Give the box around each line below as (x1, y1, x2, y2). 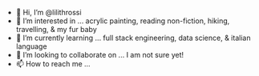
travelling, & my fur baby (15, 25, 98, 34)
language (15, 42, 47, 51)
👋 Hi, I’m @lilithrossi (15, 8, 82, 17)
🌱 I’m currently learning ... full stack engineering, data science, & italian (15, 33, 251, 42)
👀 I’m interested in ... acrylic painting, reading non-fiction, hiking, (15, 16, 230, 26)
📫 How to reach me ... (15, 59, 91, 68)
